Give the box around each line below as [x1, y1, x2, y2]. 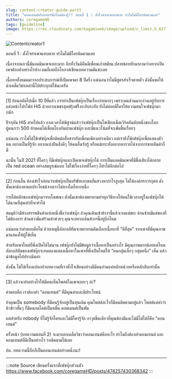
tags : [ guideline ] [6, 22, 45, 27]
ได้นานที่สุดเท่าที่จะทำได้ [6, 200, 45, 206]
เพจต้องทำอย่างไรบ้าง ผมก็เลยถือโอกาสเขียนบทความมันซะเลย [6, 67, 108, 73]
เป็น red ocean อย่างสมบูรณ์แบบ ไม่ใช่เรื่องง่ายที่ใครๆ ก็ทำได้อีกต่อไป [6, 163, 124, 169]
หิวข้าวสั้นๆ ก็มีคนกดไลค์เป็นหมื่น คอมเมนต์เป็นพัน [6, 305, 89, 311]
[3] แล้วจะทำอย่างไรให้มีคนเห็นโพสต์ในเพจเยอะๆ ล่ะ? [6, 279, 96, 285]
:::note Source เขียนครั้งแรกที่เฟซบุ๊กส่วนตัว [6, 362, 84, 369]
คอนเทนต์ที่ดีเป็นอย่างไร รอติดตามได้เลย [6, 337, 72, 343]
